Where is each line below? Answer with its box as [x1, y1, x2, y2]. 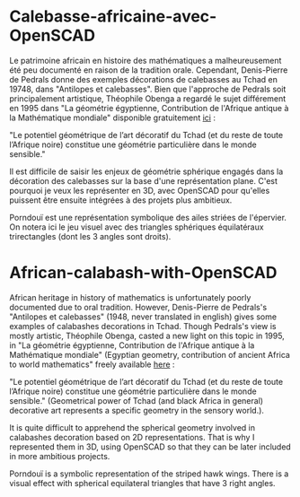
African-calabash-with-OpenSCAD [9, 263, 278, 283]
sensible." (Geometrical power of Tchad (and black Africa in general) [9, 395, 263, 405]
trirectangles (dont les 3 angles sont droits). [9, 231, 172, 241]
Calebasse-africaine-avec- [9, 6, 217, 27]
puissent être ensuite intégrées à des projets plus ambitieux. [9, 195, 233, 205]
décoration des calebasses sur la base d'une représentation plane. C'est [9, 175, 278, 186]
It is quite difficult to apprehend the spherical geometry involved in [9, 422, 256, 432]
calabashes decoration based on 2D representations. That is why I [9, 432, 255, 442]
